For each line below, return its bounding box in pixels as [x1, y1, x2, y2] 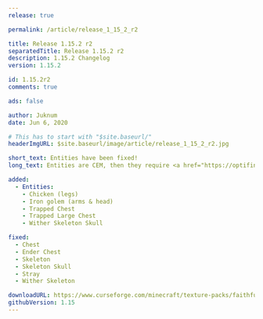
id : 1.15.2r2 [8, 76, 51, 84]
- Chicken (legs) [22, 190, 79, 198]
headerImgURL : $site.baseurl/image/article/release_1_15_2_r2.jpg [8, 140, 229, 148]
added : [8, 176, 30, 183]
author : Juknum [8, 111, 58, 119]
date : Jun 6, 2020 [8, 118, 68, 126]
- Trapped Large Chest [22, 212, 96, 220]
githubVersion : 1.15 [8, 299, 76, 306]
